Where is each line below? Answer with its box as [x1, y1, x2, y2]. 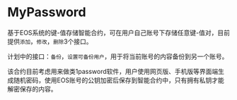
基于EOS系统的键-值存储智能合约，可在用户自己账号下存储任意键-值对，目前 [7, 28, 230, 37]
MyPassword [7, 4, 86, 20]
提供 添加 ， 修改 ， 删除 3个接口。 [7, 37, 93, 46]
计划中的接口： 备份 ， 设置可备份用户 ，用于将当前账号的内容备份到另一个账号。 [7, 52, 229, 61]
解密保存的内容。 [7, 85, 57, 93]
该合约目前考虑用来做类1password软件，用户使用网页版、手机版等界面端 [7, 67, 219, 75]
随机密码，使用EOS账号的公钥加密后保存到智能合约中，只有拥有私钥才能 [13, 75, 225, 85]
